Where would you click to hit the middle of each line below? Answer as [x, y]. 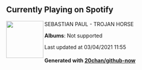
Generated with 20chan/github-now [90, 61]
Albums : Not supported [73, 36]
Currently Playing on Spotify [60, 10]
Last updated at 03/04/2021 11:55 [85, 47]
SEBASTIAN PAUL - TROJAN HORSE [89, 24]
